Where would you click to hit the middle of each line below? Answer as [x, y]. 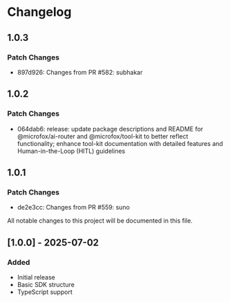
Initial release [36, 277]
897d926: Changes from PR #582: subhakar [80, 72]
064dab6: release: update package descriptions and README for [110, 129]
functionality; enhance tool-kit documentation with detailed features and [120, 143]
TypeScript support [45, 292]
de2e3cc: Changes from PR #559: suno [73, 208]
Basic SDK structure [46, 284]
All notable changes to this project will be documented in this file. [100, 221]
